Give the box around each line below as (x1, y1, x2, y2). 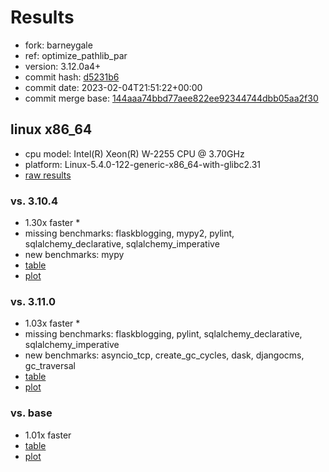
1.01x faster (24, 429, 72, 441)
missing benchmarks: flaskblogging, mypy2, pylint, (24, 227, 235, 240)
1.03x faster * (24, 317, 81, 330)
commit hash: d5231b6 (24, 71, 120, 83)
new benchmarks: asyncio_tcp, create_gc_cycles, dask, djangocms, (24, 349, 305, 361)
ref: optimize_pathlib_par (24, 49, 128, 61)
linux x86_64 (10, 121, 93, 138)
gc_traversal (24, 360, 76, 372)
